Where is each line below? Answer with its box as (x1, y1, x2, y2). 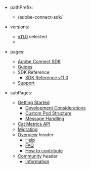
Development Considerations (25, 105, 86, 110)
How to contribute (25, 148, 63, 153)
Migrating (17, 126, 38, 132)
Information (25, 158, 50, 164)
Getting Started (17, 99, 50, 105)
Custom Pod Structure (25, 110, 72, 116)
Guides (17, 64, 33, 70)
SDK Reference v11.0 (25, 75, 69, 80)
